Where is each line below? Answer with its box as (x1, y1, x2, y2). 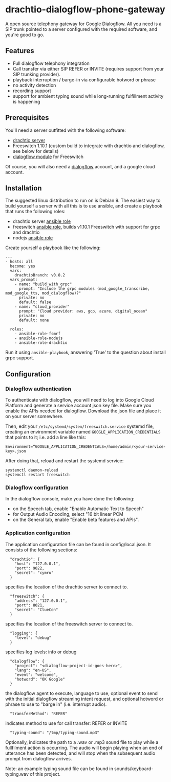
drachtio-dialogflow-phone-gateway (5, 4, 165, 15)
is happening (12, 98, 40, 105)
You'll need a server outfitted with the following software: (5, 127, 126, 133)
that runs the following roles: (5, 208, 66, 215)
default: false (18, 300, 52, 305)
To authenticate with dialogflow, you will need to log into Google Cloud (5, 397, 154, 403)
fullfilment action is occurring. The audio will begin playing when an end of (5, 744, 163, 751)
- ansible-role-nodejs (14, 336, 63, 341)
